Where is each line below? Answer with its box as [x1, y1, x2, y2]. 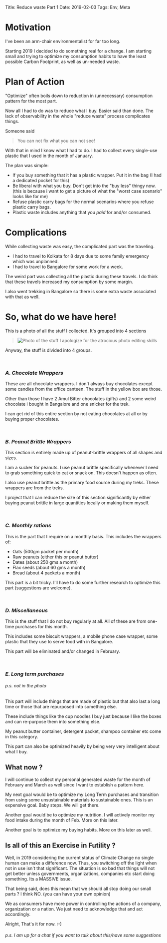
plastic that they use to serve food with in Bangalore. [5, 638, 114, 644]
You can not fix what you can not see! [17, 138, 95, 144]
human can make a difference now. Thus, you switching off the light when [5, 860, 157, 866]
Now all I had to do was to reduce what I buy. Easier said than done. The [5, 108, 154, 114]
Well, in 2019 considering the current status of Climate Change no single [5, 854, 154, 860]
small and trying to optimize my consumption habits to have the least [5, 53, 147, 59]
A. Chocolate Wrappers [5, 369, 64, 376]
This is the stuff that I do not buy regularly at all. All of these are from [5, 618, 147, 624]
